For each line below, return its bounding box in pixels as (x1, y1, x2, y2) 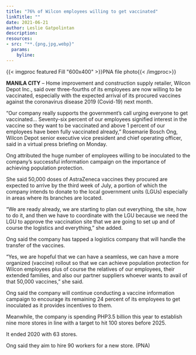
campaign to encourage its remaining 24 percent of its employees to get (6, 295, 180, 302)
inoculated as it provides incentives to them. (6, 302, 113, 309)
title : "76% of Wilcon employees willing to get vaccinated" (6, 8, 159, 15)
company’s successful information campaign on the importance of (6, 158, 166, 165)
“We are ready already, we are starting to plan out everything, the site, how (6, 205, 187, 212)
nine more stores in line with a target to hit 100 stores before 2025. (6, 319, 167, 326)
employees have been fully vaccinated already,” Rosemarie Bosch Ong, (6, 128, 178, 135)
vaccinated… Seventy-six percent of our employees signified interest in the (6, 115, 187, 123)
